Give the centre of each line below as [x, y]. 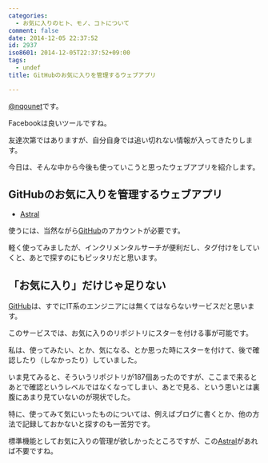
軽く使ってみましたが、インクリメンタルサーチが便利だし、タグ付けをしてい [134, 248]
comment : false [34, 30]
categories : [28, 16]
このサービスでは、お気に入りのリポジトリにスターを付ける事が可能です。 [131, 333]
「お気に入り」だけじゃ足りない [87, 285]
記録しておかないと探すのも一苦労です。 [88, 424]
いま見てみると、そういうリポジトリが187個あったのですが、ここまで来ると [133, 377]
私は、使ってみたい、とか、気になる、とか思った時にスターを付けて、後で [131, 350]
